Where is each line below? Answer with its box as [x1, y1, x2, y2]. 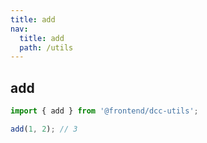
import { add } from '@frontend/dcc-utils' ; [10, 106, 199, 116]
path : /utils [19, 42, 74, 53]
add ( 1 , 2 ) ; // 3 [10, 124, 78, 134]
